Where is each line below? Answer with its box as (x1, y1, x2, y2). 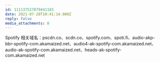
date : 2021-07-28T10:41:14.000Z (5, 12, 71, 17)
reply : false (5, 16, 32, 21)
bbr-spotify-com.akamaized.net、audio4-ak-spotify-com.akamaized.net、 (5, 41, 156, 47)
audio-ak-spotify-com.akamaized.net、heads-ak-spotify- (5, 47, 122, 53)
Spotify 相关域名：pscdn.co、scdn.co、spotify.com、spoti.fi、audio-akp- (5, 35, 155, 41)
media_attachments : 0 (5, 21, 50, 26)
